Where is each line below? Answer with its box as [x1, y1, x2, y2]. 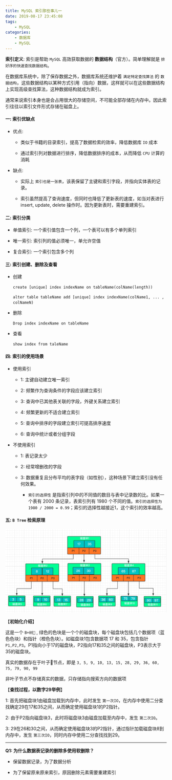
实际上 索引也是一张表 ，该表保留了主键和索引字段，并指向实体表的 [20, 178, 156, 184]
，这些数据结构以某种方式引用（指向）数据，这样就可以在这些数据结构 [16, 79, 165, 85]
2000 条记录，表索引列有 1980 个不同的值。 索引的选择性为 [42, 498, 162, 504]
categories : [5, 30, 31, 35]
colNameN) [12, 300, 34, 306]
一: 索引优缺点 [5, 116, 35, 122]
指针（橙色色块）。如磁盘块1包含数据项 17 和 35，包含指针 [27, 636, 149, 642]
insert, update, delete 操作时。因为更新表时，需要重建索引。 [20, 202, 147, 208]
